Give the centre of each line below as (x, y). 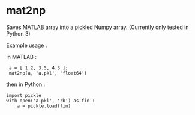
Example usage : (27, 45)
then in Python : (26, 84)
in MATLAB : (22, 57)
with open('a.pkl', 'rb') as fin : (51, 101)
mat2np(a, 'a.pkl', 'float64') (48, 73)
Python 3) (19, 33)
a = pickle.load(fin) (44, 106)
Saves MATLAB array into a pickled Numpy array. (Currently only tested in (97, 27)
